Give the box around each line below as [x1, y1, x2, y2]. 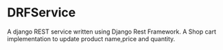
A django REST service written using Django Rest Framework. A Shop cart [7, 27, 216, 36]
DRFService [7, 5, 76, 21]
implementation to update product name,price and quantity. [7, 34, 176, 42]
